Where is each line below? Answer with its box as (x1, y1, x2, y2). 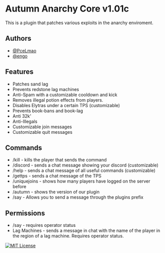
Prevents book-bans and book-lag (12, 108, 83, 114)
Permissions (5, 209, 45, 217)
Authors (5, 34, 32, 43)
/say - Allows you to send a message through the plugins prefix (12, 194, 144, 200)
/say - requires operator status (12, 222, 76, 228)
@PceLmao (12, 47, 37, 53)
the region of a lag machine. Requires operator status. (12, 233, 124, 239)
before (12, 184, 27, 190)
